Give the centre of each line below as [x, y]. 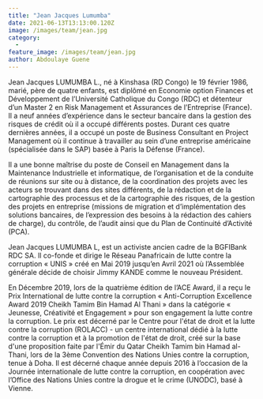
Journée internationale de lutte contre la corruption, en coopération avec [127, 371]
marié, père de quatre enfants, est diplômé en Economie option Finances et [131, 90]
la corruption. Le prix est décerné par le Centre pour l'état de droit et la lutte [131, 321]
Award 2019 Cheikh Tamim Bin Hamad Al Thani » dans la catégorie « [120, 304]
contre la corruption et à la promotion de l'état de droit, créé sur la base [124, 337]
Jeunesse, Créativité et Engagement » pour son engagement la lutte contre [130, 312]
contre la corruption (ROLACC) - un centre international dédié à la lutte [123, 329]
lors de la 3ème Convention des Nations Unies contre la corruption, [140, 354]
